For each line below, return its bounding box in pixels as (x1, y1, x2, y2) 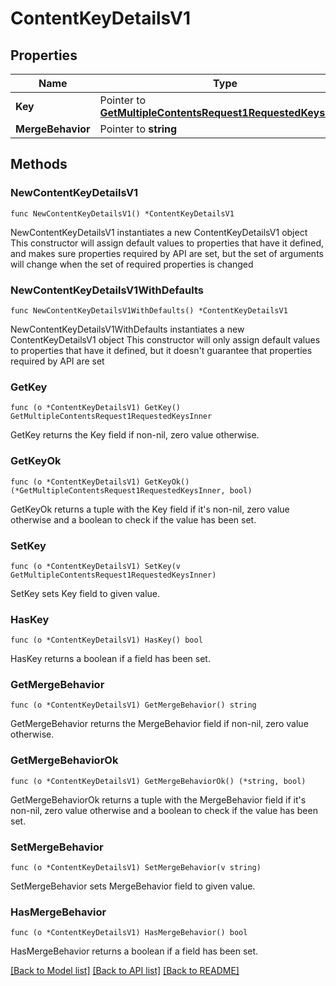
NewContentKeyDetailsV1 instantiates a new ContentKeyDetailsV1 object (10, 226, 308, 238)
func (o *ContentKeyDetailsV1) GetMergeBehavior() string (10, 700, 257, 711)
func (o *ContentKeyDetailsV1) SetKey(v (10, 561, 182, 571)
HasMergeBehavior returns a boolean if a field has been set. (10, 945, 259, 957)
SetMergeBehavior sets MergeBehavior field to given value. (10, 880, 256, 892)
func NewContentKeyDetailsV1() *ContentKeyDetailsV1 (10, 208, 235, 219)
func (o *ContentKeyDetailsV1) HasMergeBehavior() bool (10, 928, 248, 938)
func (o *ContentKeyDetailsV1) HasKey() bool (10, 635, 203, 646)
